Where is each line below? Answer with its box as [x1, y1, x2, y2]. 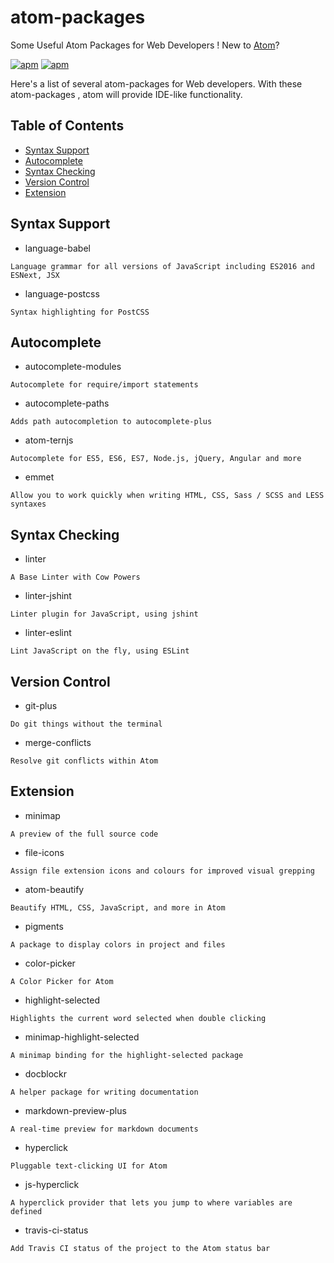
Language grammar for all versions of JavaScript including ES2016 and [10, 261, 315, 271]
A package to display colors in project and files [10, 939, 226, 950]
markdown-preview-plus [24, 1104, 127, 1116]
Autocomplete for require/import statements [10, 380, 199, 390]
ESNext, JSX [10, 270, 60, 280]
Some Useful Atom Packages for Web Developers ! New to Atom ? [10, 39, 280, 51]
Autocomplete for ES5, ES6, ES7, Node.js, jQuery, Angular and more [10, 454, 302, 464]
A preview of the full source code [10, 829, 159, 839]
